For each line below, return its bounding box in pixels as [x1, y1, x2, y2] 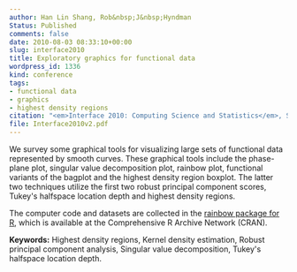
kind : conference [9, 71, 73, 79]
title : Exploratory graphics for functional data [9, 54, 196, 63]
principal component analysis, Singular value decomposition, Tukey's [9, 244, 262, 254]
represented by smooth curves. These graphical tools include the [9, 154, 247, 163]
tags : [9, 79, 29, 87]
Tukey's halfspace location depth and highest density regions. [9, 191, 236, 201]
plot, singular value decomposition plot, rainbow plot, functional [31, 162, 263, 173]
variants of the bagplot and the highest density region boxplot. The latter [9, 172, 274, 182]
